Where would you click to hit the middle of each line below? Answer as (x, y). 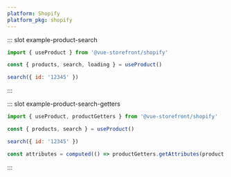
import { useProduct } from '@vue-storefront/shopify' (88, 53)
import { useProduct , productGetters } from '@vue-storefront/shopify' (112, 117)
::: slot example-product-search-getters (64, 104)
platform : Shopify (34, 13)
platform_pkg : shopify (40, 20)
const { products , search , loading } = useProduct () (85, 65)
